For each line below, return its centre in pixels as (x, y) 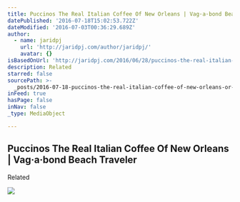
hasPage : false (30, 101)
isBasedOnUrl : (29, 61)
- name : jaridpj (38, 41)
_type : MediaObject (36, 113)
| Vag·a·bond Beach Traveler (72, 160)
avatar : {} (36, 54)
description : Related (40, 67)
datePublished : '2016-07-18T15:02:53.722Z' (73, 21)
